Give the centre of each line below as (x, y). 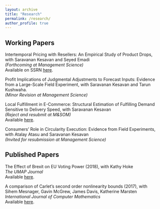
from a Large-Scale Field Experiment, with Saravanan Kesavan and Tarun (78, 85)
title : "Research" (23, 14)
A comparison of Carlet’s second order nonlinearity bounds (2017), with (76, 186)
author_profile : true (27, 23)
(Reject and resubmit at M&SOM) (38, 115)
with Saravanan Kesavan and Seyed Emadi (47, 60)
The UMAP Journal (24, 172)
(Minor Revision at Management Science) (46, 95)
